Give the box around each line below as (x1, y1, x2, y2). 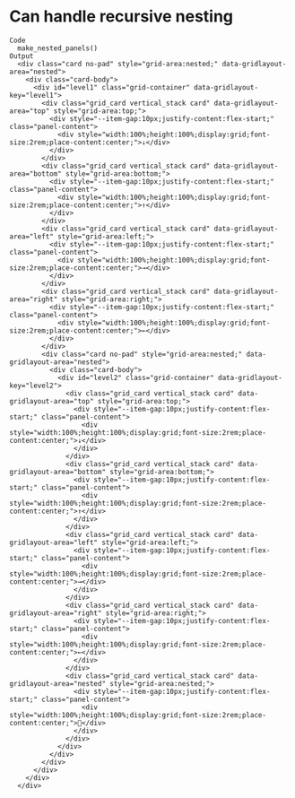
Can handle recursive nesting (9, 6, 234, 27)
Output (9, 51, 34, 60)
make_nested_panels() (17, 43, 99, 53)
